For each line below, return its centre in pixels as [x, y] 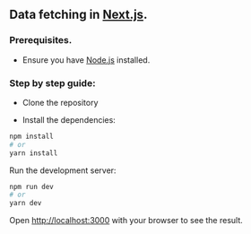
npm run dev [31, 186]
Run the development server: [63, 170]
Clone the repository [60, 102]
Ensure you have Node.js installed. [86, 60]
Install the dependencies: [69, 119]
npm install [31, 136]
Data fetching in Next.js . [78, 15]
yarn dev [26, 204]
